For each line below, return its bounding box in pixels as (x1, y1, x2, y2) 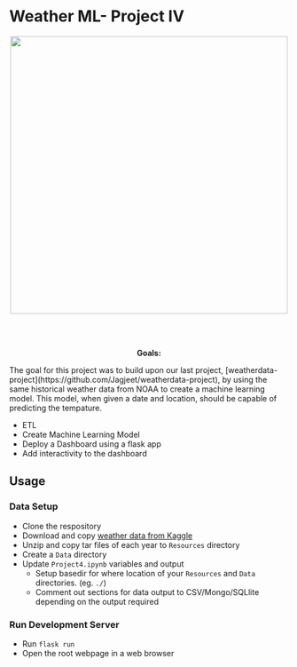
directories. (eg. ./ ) (35, 577, 107, 588)
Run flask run (21, 638, 75, 649)
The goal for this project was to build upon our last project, (9, 364, 223, 375)
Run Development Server (9, 618, 120, 631)
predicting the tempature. (9, 402, 102, 413)
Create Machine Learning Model (21, 429, 140, 440)
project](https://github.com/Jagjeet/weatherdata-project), (9, 374, 221, 385)
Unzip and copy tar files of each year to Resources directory (21, 539, 240, 550)
